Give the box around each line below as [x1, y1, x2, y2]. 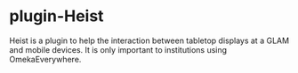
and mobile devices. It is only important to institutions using [9, 44, 228, 55]
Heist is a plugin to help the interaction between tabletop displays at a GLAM [9, 35, 290, 46]
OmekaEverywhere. [9, 54, 82, 64]
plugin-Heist [9, 6, 104, 26]
